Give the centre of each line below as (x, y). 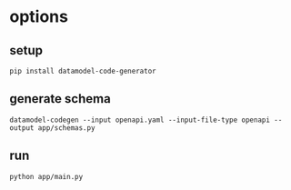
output (22, 128)
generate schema (60, 99)
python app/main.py (46, 176)
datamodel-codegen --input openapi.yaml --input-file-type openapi (140, 120)
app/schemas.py (66, 128)
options (39, 17)
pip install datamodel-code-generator (83, 71)
